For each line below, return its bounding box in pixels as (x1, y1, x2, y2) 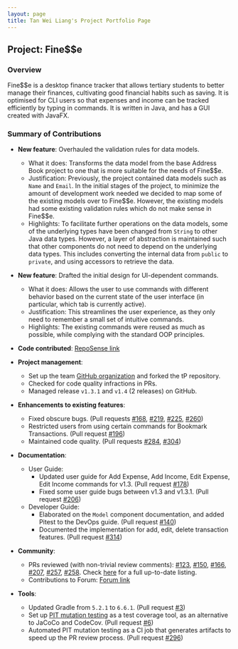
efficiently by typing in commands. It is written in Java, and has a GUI (7, 104, 210, 113)
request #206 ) (38, 495, 82, 504)
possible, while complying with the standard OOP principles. (28, 331, 205, 339)
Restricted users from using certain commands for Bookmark (28, 422, 207, 431)
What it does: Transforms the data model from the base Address (28, 159, 217, 167)
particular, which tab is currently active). (28, 300, 147, 308)
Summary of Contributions (7, 129, 102, 139)
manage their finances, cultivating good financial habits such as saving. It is (7, 88, 229, 97)
